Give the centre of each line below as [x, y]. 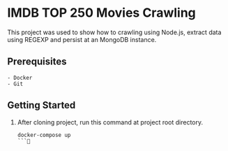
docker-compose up [44, 135]
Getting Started [41, 105]
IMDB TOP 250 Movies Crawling [102, 13]
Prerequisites [37, 62]
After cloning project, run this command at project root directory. [110, 122]
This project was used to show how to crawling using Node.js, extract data [114, 32]
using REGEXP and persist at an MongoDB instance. [82, 39]
